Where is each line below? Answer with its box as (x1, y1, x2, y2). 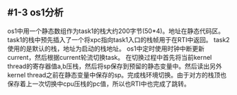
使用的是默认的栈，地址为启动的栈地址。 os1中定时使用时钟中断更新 (7, 44, 205, 53)
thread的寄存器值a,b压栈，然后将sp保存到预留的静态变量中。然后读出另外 (7, 62, 223, 70)
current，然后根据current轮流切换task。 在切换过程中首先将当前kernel (7, 53, 212, 61)
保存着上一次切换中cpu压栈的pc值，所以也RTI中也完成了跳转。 (7, 80, 191, 88)
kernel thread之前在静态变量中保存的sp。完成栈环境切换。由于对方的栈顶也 (7, 70, 227, 79)
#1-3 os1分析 (7, 6, 64, 19)
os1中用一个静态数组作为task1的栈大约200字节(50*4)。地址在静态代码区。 (7, 27, 225, 35)
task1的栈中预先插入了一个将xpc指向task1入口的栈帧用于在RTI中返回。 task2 (7, 35, 230, 44)
